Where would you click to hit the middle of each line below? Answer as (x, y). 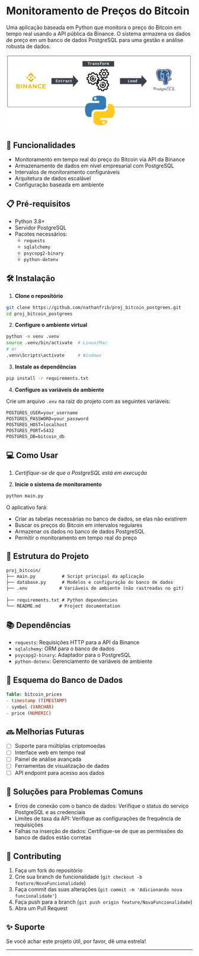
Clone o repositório (39, 296)
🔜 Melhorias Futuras (45, 731)
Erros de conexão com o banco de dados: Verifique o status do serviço (102, 806)
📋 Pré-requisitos (38, 204)
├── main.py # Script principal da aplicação (75, 577)
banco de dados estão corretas (53, 837)
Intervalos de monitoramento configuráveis (67, 172)
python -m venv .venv (33, 336)
